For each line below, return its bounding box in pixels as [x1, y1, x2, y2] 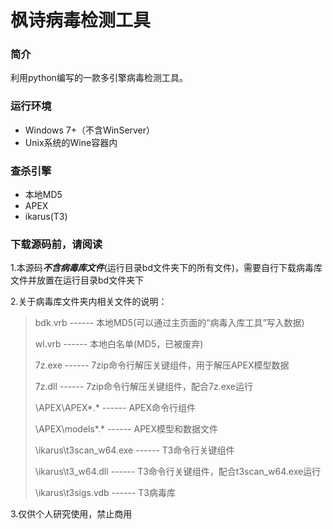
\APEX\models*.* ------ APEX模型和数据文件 [34, 423, 219, 435]
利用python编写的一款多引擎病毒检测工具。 [10, 72, 188, 84]
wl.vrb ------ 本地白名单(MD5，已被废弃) [34, 338, 204, 350]
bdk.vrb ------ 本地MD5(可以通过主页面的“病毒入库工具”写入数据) [34, 317, 305, 329]
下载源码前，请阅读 [10, 237, 103, 251]
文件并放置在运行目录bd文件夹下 [10, 274, 145, 286]
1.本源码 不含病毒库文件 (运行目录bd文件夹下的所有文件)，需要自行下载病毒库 [10, 262, 323, 274]
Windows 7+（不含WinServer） [24, 124, 156, 136]
